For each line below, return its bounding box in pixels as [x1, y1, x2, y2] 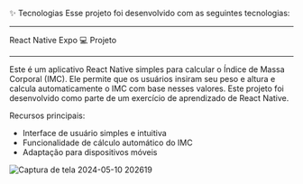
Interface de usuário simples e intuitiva [22, 128, 167, 138]
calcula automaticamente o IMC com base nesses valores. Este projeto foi [9, 83, 284, 94]
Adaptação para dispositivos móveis [22, 147, 158, 157]
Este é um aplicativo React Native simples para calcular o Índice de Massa [9, 64, 286, 75]
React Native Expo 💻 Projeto [9, 35, 117, 45]
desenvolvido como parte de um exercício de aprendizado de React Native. [9, 93, 289, 103]
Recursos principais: [9, 110, 86, 121]
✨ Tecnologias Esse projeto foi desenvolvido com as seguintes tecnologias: [9, 8, 290, 18]
